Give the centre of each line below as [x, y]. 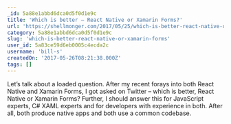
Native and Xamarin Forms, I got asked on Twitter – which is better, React [111, 91]
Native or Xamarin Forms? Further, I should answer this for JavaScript [106, 98]
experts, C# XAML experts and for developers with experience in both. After [115, 106]
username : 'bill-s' [35, 52]
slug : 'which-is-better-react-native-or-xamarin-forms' [89, 39]
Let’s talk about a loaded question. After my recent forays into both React [111, 84]
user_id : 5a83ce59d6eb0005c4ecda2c [58, 45]
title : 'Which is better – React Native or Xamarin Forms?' [95, 20]
